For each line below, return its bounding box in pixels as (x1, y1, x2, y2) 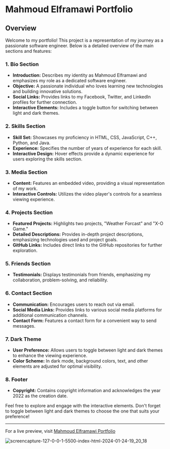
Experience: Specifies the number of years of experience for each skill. (12, 145, 162, 151)
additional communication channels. (12, 312, 89, 318)
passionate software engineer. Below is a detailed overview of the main (5, 43, 154, 49)
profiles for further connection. (12, 99, 77, 105)
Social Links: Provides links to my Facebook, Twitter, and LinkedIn (12, 94, 151, 100)
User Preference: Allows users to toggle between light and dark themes (12, 347, 163, 354)
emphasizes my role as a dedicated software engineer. (12, 78, 127, 84)
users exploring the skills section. (12, 156, 82, 162)
